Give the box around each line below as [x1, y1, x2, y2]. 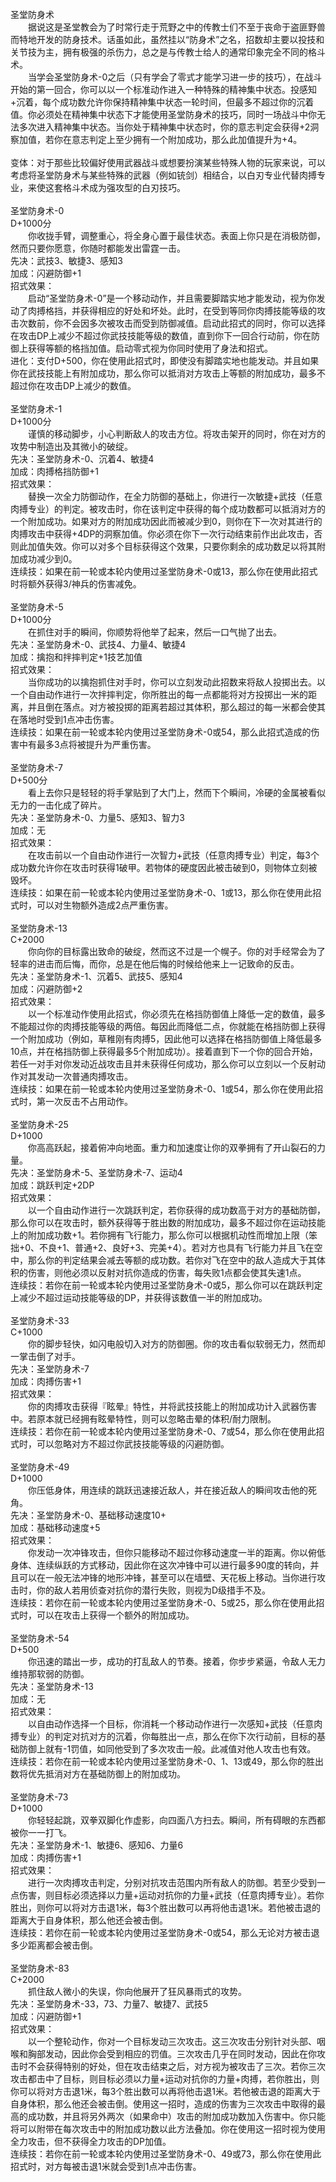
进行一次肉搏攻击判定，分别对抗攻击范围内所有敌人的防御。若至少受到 [27, 1877, 317, 1888]
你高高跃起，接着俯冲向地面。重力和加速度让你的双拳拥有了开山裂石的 [27, 1142, 317, 1153]
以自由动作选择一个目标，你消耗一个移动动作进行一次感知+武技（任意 [27, 1718, 315, 1730]
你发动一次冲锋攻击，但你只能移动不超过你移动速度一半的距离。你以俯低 [27, 1547, 326, 1558]
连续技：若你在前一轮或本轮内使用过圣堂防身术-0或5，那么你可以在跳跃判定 [10, 1279, 323, 1291]
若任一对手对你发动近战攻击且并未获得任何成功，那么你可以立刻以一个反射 [10, 1058, 317, 1070]
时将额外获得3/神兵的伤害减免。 [10, 578, 142, 590]
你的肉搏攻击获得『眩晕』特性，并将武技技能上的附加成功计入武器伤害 [27, 1401, 317, 1412]
